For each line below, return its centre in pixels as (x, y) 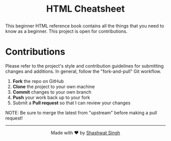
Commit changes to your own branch (52, 92)
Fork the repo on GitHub (38, 81)
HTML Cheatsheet (85, 9)
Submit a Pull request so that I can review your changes (72, 103)
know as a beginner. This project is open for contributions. (66, 32)
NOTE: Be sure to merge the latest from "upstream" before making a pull (81, 113)
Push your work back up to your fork (51, 98)
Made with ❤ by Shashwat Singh (85, 133)
